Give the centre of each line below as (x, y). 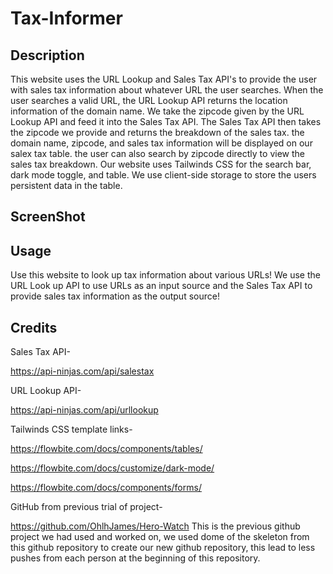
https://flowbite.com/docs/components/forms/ (106, 488)
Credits (34, 327)
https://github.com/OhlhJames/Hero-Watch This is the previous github (155, 526)
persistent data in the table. (66, 185)
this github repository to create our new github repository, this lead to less (163, 548)
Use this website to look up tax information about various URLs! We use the (165, 275)
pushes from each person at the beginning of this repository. (135, 558)
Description (47, 55)
